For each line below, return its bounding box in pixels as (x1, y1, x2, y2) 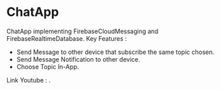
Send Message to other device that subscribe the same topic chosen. (16, 48, 215, 56)
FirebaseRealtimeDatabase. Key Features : (6, 34, 127, 42)
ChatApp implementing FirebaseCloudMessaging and (6, 27, 159, 35)
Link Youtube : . (6, 75, 51, 84)
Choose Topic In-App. (16, 62, 79, 71)
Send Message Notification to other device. (16, 55, 141, 63)
